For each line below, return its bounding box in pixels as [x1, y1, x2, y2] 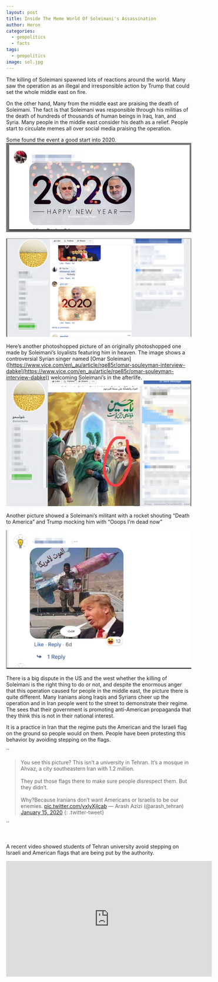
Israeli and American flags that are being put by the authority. [6, 849, 155, 856]
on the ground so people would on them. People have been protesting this [6, 730, 186, 737]
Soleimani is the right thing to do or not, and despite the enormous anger [6, 681, 182, 688]
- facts [11, 41, 31, 46]
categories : [6, 28, 35, 34]
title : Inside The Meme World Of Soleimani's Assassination [6, 15, 157, 22]
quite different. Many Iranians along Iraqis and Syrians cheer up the [6, 693, 169, 701]
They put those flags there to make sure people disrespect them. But [20, 777, 187, 785]
